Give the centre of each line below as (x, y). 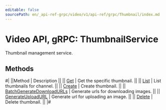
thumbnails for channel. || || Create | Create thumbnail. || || (65, 86)
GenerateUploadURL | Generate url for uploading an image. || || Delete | (79, 97)
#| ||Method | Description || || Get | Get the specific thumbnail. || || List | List (83, 81)
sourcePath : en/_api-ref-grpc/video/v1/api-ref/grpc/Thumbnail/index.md (82, 14)
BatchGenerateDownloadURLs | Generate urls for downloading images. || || (82, 91)
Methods (19, 69)
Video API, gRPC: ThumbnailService (82, 39)
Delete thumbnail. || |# (28, 102)
